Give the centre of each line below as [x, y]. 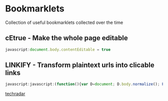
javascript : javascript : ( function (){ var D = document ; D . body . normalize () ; [82, 84]
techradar [15, 94]
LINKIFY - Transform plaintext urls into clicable [80, 65]
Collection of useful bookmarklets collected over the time [64, 22]
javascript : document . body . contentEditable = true [58, 50]
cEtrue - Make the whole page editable [67, 38]
